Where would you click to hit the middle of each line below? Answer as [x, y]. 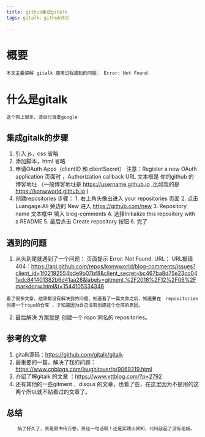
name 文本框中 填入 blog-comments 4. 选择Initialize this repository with [105, 214]
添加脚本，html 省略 [40, 161]
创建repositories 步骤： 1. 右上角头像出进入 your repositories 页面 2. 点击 [107, 199]
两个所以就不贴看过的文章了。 [53, 392]
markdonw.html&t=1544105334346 [60, 286]
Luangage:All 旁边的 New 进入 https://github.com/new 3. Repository [101, 206]
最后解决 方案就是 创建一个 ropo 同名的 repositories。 [83, 317]
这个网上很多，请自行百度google [42, 117]
